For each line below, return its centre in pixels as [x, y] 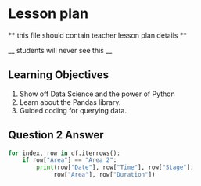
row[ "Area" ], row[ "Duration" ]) [104, 175]
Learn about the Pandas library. [70, 102]
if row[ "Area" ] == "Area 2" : [70, 160]
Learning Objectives [59, 75]
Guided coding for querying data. [73, 110]
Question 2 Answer [56, 135]
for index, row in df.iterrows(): [65, 153]
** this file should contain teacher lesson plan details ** [98, 35]
